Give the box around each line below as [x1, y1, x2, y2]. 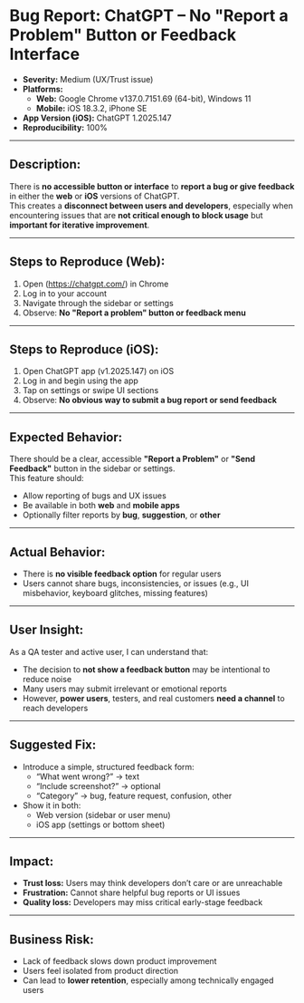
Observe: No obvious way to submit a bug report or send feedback [22, 395, 278, 406]
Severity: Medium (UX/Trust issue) [22, 73, 154, 84]
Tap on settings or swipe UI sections [22, 385, 159, 396]
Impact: [9, 854, 54, 870]
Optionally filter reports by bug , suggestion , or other [22, 509, 221, 521]
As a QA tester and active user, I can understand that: [9, 646, 209, 657]
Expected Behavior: [9, 429, 123, 445]
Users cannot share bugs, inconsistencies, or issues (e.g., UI [22, 578, 250, 589]
